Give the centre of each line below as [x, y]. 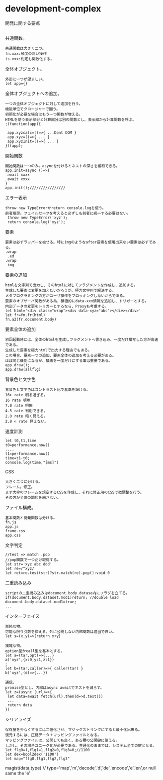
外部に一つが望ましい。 [26, 79]
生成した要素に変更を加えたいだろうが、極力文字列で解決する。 [60, 290]
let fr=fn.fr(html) [25, 315]
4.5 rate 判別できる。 [26, 411]
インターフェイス [22, 616]
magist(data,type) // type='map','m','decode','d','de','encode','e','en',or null [81, 768]
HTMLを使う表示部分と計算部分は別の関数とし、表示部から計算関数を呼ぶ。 [71, 119]
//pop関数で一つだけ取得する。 [33, 560]
